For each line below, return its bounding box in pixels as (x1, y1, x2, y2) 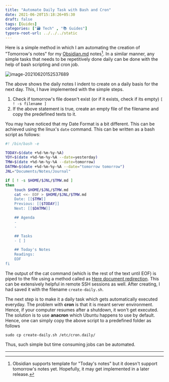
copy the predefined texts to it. (12, 111, 77, 117)
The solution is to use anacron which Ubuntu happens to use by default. (5, 312, 155, 318)
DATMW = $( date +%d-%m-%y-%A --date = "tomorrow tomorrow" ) (5, 164, 125, 169)
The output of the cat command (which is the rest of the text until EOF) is (5, 270, 157, 276)
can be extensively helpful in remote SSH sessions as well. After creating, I (5, 281, 160, 287)
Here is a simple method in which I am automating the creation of (5, 45, 140, 50)
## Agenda (14, 215, 35, 220)
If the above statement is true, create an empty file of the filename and (12, 106, 159, 112)
